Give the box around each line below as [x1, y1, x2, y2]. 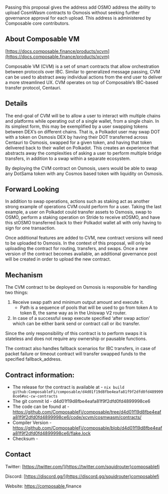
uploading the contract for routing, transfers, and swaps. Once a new [5, 245, 148, 252]
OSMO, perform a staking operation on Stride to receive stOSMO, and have [5, 214, 160, 220]
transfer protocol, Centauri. [5, 85, 62, 91]
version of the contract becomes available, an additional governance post [5, 251, 157, 257]
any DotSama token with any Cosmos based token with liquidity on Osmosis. [5, 171, 163, 177]
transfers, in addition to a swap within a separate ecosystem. [5, 155, 131, 161]
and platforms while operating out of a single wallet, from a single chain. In [5, 118, 159, 124]
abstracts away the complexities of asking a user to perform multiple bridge [5, 150, 162, 156]
